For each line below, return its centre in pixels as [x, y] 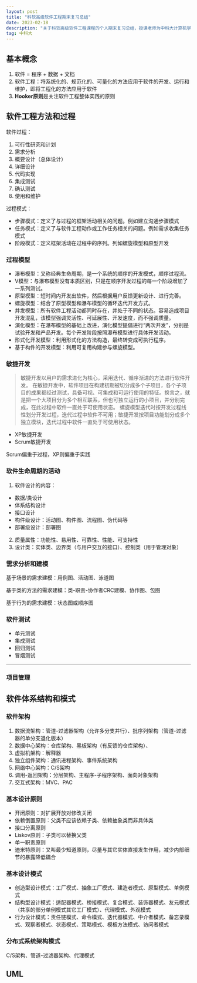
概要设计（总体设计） [40, 159]
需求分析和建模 [27, 564]
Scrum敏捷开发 [33, 442]
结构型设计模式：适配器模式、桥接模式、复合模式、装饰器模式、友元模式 [102, 902]
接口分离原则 [30, 828]
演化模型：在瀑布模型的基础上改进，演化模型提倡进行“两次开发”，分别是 [102, 325]
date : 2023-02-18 [27, 22]
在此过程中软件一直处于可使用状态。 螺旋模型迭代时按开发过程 [106, 408]
